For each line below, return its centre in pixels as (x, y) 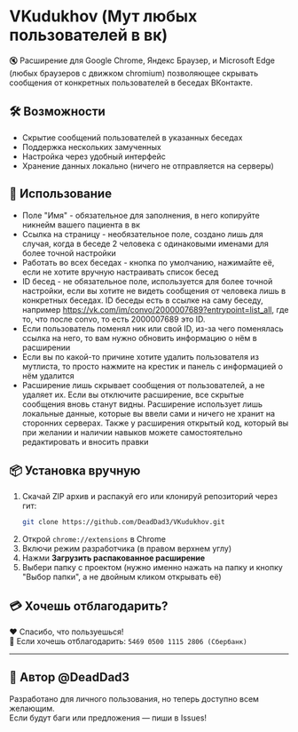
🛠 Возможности (58, 111)
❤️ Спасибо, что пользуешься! (67, 632)
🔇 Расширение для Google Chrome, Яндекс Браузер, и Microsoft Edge (142, 60)
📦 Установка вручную (75, 470)
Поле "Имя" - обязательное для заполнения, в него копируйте (141, 215)
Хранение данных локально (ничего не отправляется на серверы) (148, 165)
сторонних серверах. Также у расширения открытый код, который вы (155, 423)
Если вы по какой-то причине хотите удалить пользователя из (141, 356)
